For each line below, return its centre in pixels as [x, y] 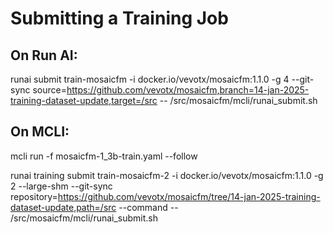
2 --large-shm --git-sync [61, 186]
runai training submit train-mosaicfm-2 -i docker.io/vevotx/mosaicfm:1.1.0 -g [167, 175]
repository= [34, 196]
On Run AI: [44, 55]
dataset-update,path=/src [63, 207]
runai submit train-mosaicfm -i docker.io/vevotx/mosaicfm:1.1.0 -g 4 [150, 79]
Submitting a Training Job [119, 18]
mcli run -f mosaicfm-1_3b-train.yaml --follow [104, 156]
